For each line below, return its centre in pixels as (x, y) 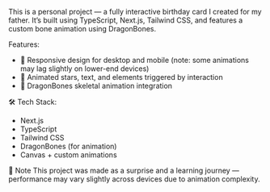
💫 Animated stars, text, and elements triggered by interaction (122, 77)
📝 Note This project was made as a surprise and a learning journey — (124, 170)
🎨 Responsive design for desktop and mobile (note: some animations (134, 60)
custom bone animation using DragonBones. (82, 29)
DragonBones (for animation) (68, 146)
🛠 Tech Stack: (33, 102)
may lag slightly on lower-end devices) (84, 69)
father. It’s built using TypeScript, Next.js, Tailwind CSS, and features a (126, 20)
